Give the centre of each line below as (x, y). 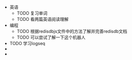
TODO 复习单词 (32, 13)
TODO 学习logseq (27, 43)
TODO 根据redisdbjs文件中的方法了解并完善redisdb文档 (72, 31)
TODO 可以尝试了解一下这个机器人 (51, 37)
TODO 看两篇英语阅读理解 (43, 19)
